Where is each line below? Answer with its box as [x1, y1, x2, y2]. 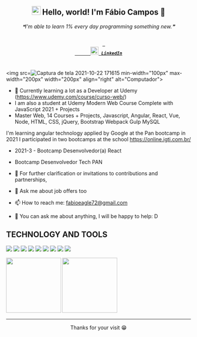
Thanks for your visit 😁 [70, 324, 127, 331]
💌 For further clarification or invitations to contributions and [14, 169, 158, 176]
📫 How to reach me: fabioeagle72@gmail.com [14, 199, 128, 206]
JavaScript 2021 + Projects [14, 105, 80, 113]
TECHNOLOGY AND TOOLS [6, 230, 108, 240]
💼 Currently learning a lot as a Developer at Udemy [14, 87, 138, 94]
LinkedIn [101, 50, 123, 56]
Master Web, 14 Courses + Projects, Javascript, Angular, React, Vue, [14, 112, 181, 119]
